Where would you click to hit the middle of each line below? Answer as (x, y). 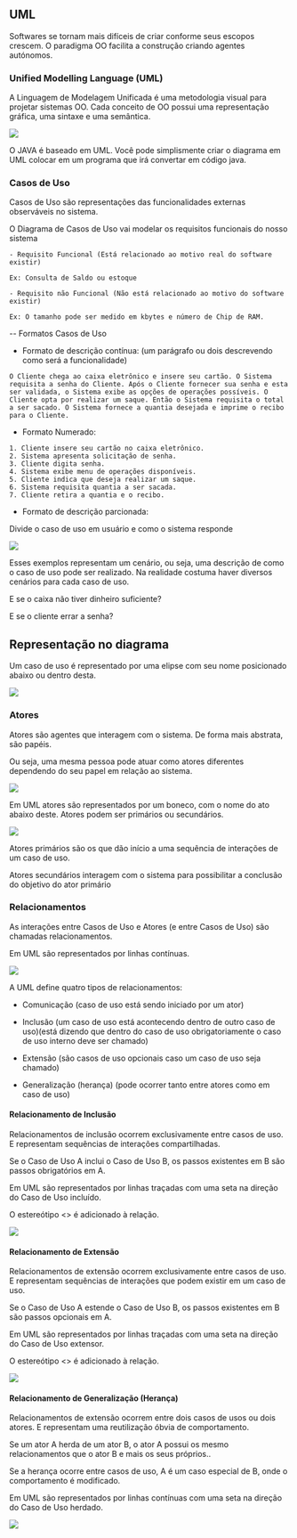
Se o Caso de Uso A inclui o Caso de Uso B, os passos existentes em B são (147, 1161)
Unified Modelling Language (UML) (86, 77)
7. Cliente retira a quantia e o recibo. (87, 495)
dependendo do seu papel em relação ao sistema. (101, 770)
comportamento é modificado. (65, 1481)
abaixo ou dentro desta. (52, 675)
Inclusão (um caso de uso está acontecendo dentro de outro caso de (148, 1021)
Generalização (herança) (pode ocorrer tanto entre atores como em (146, 1085)
